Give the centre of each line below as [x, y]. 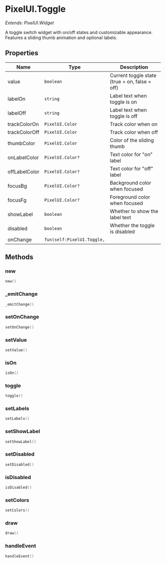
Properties [22, 53]
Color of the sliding [132, 140]
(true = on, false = [131, 81]
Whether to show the [134, 211]
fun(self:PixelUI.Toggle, [75, 240]
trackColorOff [23, 132]
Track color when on [134, 124]
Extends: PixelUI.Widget [30, 23]
